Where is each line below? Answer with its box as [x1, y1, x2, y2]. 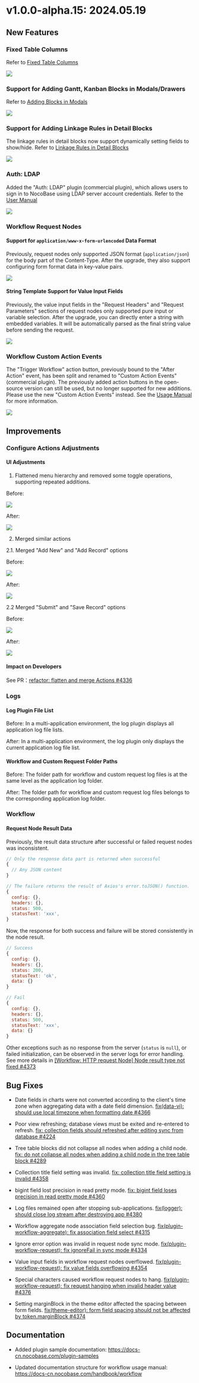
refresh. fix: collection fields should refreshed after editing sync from [14, 1127, 184, 1133]
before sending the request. [6, 326, 74, 334]
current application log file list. [6, 744, 81, 751]
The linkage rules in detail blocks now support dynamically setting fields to [6, 138, 189, 145]
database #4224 [14, 1133, 56, 1140]
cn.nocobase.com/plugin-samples [14, 1352, 99, 1359]
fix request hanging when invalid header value [63, 1282, 177, 1289]
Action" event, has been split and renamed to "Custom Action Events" [6, 372, 177, 379]
